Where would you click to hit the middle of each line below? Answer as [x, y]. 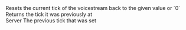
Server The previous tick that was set [51, 21]
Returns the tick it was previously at [49, 14]
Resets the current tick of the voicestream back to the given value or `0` [93, 8]
